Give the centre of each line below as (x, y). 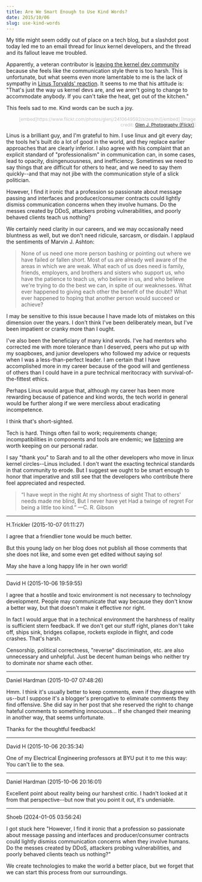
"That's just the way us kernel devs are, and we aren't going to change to (97, 90)
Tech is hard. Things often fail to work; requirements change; (82, 433)
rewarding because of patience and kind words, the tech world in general (97, 397)
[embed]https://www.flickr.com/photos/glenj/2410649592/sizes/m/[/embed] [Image (107, 119)
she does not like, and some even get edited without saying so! (84, 554)
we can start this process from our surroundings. (67, 872)
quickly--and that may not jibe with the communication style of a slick (93, 174)
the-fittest (19, 379)
